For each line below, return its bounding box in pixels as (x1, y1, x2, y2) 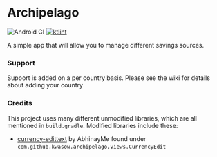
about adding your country (7, 81, 84, 90)
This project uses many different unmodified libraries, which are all (7, 114, 197, 122)
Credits (7, 98, 32, 108)
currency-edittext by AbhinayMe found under (17, 134, 147, 143)
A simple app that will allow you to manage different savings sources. (7, 41, 205, 49)
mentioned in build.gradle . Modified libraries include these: (7, 121, 178, 129)
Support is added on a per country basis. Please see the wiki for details (7, 74, 211, 82)
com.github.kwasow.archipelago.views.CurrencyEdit (17, 143, 167, 150)
